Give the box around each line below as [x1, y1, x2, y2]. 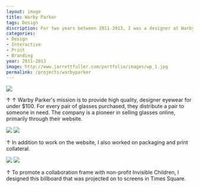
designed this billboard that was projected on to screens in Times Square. [6, 175, 186, 182]
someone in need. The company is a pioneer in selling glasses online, [6, 109, 176, 116]
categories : [6, 31, 36, 37]
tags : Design [6, 20, 38, 25]
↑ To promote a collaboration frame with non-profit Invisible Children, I [6, 169, 179, 176]
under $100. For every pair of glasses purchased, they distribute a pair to [6, 103, 185, 110]
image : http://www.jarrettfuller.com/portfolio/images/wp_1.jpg [6, 63, 168, 70]
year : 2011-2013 [6, 58, 46, 64]
